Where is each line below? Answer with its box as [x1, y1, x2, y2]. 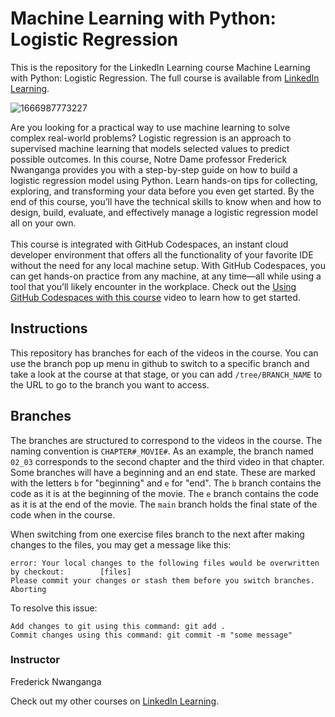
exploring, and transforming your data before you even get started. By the [10, 185, 315, 197]
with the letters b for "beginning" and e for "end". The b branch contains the [10, 477, 322, 489]
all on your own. [10, 217, 77, 229]
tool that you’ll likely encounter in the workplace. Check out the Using [10, 280, 297, 292]
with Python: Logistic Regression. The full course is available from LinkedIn [10, 72, 320, 84]
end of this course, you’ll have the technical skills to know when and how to [10, 195, 322, 207]
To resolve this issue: [10, 602, 98, 614]
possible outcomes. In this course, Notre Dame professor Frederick [10, 153, 288, 165]
